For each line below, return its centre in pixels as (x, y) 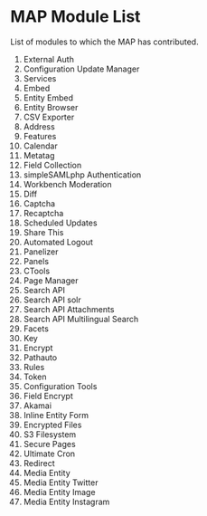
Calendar (40, 146)
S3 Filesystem (50, 434)
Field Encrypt (48, 396)
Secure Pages (49, 444)
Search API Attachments (69, 309)
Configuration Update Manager (81, 69)
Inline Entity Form (56, 415)
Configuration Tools (60, 386)
